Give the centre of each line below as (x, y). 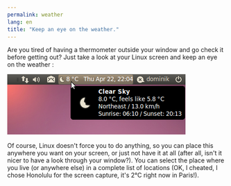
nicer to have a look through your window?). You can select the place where (116, 160)
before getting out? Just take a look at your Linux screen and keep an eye (112, 57)
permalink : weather (35, 15)
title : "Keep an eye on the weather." (63, 29)
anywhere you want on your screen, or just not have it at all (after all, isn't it (114, 153)
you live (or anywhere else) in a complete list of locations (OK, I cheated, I (112, 168)
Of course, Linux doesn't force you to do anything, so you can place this (110, 146)
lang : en (20, 22)
